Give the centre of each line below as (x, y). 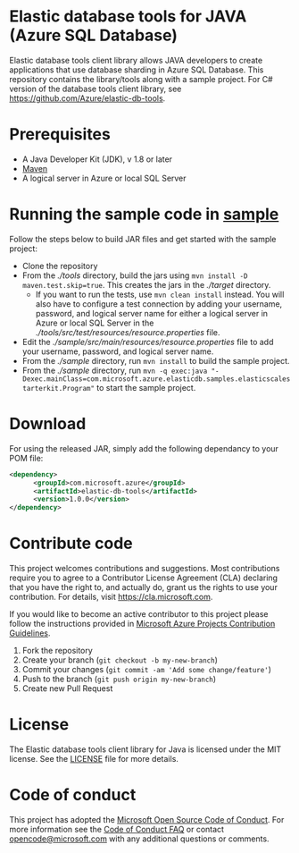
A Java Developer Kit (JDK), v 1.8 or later (97, 159)
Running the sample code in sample (144, 214)
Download (48, 424)
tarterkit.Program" (58, 388)
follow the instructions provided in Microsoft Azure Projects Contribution (142, 624)
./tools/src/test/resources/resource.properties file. (128, 332)
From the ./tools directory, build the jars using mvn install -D (135, 275)
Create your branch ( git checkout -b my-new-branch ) (120, 660)
